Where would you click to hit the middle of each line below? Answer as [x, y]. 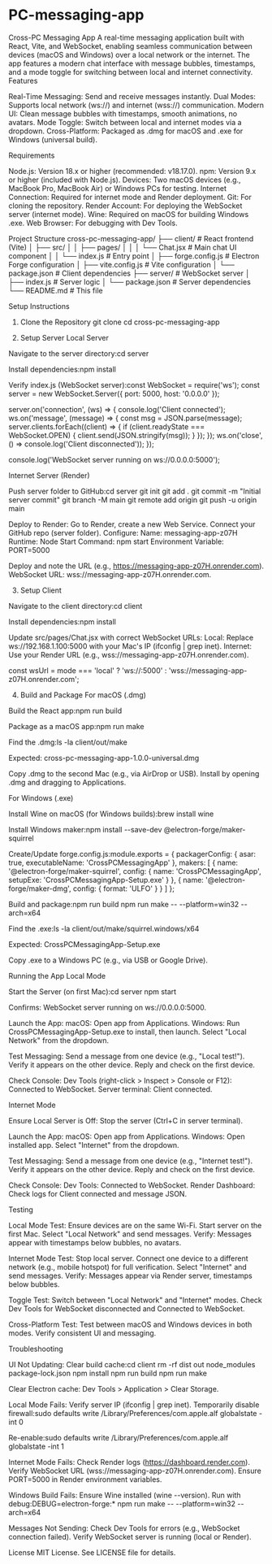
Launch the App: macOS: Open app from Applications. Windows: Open [127, 1136]
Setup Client [41, 590]
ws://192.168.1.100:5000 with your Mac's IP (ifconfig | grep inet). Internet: [130, 646]
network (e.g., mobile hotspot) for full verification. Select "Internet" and [128, 1266]
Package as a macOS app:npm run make [76, 726]
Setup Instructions [39, 306]
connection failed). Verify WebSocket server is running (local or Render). [130, 1536]
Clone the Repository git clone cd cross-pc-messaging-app [120, 322]
